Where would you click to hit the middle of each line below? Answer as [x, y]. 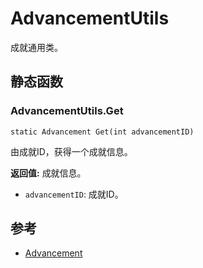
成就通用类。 [36, 47]
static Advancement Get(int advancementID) [102, 132]
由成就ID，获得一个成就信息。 [71, 151]
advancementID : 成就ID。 [74, 194]
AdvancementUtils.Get [67, 111]
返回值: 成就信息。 [48, 173]
